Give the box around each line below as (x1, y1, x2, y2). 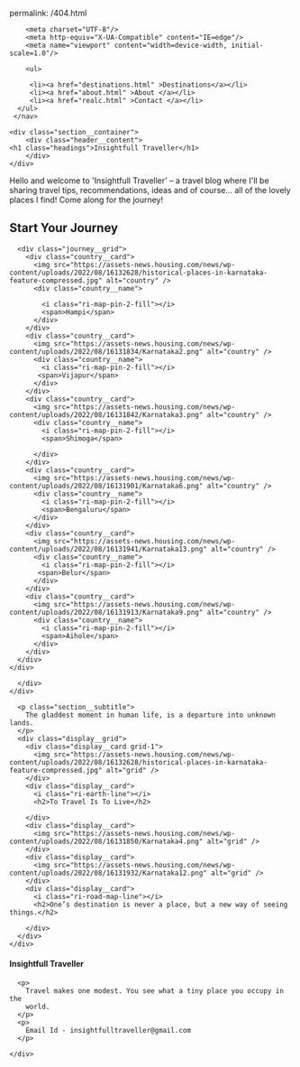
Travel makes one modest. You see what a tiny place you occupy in (25, 987, 284, 996)
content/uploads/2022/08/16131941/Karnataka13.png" (9, 544, 207, 553)
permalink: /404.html (9, 8, 87, 18)
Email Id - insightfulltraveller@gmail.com (25, 1026, 192, 1035)
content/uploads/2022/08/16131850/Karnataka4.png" (9, 837, 204, 846)
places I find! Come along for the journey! (9, 194, 164, 205)
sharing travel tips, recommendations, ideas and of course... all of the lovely (9, 185, 291, 195)
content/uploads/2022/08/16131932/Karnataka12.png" (9, 868, 207, 877)
